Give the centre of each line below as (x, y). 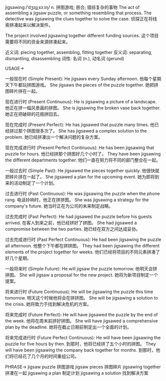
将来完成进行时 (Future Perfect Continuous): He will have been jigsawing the (83, 338)
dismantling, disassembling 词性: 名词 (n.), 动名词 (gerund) (65, 58)
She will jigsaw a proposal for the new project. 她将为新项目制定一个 (89, 275)
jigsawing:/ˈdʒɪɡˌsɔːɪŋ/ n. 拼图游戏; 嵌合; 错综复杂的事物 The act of (72, 7)
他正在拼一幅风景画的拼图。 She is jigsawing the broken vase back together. (83, 108)
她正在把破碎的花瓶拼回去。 (33, 114)
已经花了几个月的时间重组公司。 (46, 356)
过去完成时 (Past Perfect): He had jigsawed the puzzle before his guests (79, 217)
